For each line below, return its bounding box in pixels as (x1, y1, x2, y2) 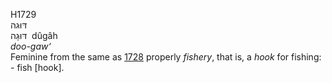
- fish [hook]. (10, 62, 65, 73)
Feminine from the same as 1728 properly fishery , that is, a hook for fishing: (10, 51, 322, 63)
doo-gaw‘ (10, 40, 52, 52)
